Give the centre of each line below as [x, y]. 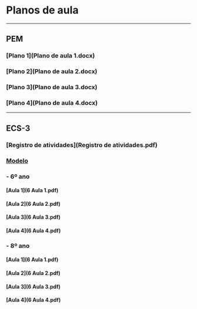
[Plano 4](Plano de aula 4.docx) [52, 103]
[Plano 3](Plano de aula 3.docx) [52, 87]
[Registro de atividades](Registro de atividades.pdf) [82, 145]
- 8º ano [18, 246]
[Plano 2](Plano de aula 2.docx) [52, 72]
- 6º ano [18, 176]
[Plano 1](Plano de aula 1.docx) [51, 56]
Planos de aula [43, 10]
